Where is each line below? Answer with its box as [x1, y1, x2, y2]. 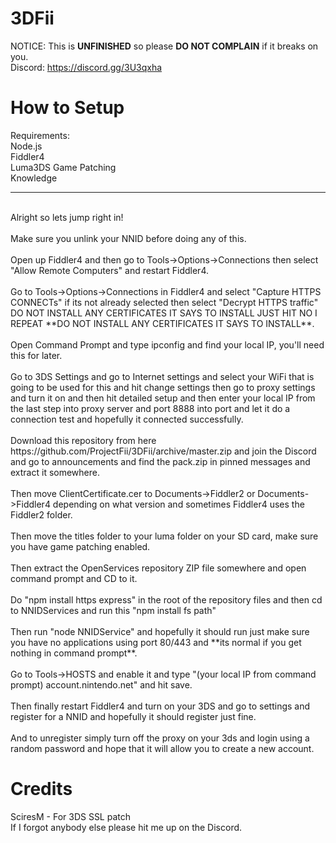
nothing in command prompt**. [10, 647, 138, 659]
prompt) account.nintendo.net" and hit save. [10, 678, 193, 691]
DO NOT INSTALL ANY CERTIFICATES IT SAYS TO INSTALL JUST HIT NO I [10, 307, 318, 319]
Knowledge [10, 172, 58, 184]
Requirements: [10, 129, 70, 141]
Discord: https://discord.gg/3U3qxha [10, 61, 163, 73]
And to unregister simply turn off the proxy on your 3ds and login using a [10, 732, 310, 744]
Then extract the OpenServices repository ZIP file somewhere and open [10, 562, 307, 574]
